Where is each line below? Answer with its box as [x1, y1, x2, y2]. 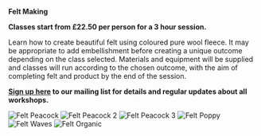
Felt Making [8, 7, 49, 16]
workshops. [8, 95, 49, 104]
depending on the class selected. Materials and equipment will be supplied [8, 55, 254, 64]
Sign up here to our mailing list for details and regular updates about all [8, 87, 247, 96]
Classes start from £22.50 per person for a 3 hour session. [8, 22, 207, 31]
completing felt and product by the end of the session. [8, 72, 187, 80]
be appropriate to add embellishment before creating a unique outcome [8, 46, 243, 55]
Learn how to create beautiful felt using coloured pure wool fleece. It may [8, 37, 249, 47]
